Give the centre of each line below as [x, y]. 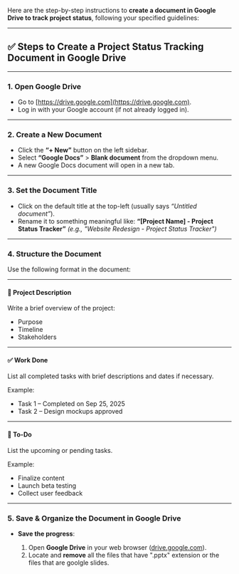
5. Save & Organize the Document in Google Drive [94, 518]
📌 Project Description [39, 292]
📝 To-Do [20, 434]
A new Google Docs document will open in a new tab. [96, 165]
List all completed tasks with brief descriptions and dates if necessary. [111, 376]
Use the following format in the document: [69, 269]
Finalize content [41, 478]
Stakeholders [37, 337]
